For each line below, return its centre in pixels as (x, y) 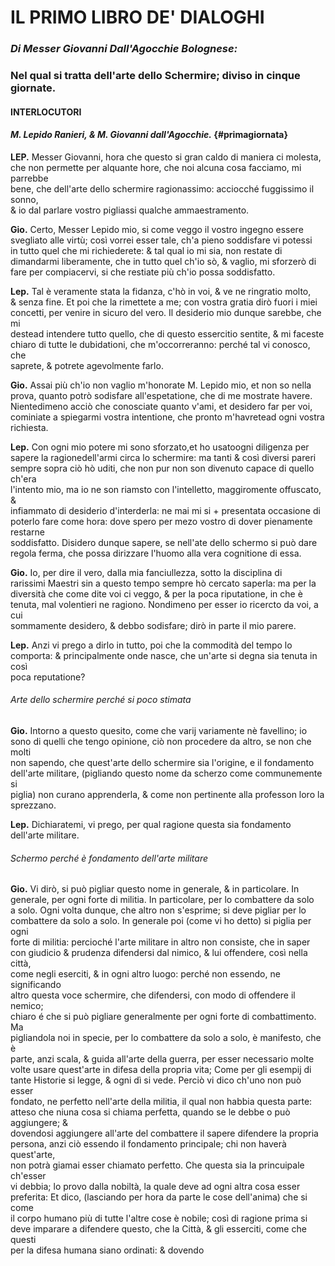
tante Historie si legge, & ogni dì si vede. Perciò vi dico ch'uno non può (156, 1080)
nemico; (27, 1006)
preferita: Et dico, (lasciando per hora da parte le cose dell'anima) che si (159, 1197)
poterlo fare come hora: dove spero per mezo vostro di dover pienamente (161, 521)
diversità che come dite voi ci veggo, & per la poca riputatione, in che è (156, 593)
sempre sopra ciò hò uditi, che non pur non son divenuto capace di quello (162, 468)
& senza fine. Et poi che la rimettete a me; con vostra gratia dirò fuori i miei (164, 302)
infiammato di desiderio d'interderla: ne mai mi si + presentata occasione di (165, 510)
